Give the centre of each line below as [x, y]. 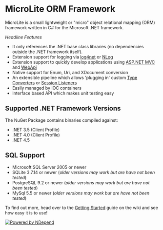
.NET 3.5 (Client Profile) [36, 130]
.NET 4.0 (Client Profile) [36, 134]
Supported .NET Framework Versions [63, 108]
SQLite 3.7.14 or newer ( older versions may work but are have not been [83, 172]
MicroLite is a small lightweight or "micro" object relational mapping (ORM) [80, 22]
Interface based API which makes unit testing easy [63, 93]
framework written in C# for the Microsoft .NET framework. [64, 27]
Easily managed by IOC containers [47, 88]
